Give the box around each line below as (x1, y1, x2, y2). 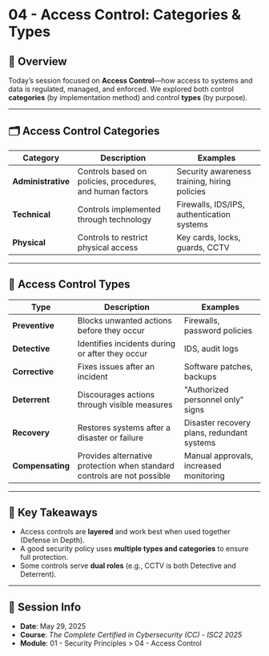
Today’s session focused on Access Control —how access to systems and (8, 76, 254, 85)
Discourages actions (77, 388, 155, 400)
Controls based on (77, 166, 147, 177)
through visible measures (77, 399, 173, 410)
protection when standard (77, 460, 175, 471)
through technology (77, 214, 152, 225)
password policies (183, 324, 253, 336)
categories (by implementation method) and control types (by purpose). (8, 93, 248, 102)
